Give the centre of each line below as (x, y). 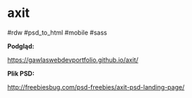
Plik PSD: (21, 73)
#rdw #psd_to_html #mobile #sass (57, 32)
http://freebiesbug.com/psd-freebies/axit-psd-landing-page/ (96, 87)
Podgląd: (21, 46)
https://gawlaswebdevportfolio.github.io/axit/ (73, 60)
